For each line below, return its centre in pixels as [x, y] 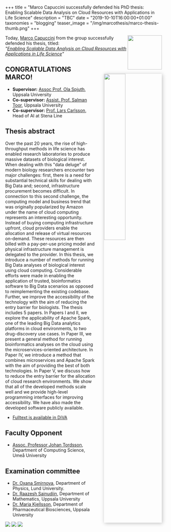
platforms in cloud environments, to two [46, 328]
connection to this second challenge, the [47, 196]
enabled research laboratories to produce [48, 154]
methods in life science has [57, 148]
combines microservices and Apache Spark [50, 360]
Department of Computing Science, [49, 450]
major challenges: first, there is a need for [48, 175]
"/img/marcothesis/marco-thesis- [125, 23]
